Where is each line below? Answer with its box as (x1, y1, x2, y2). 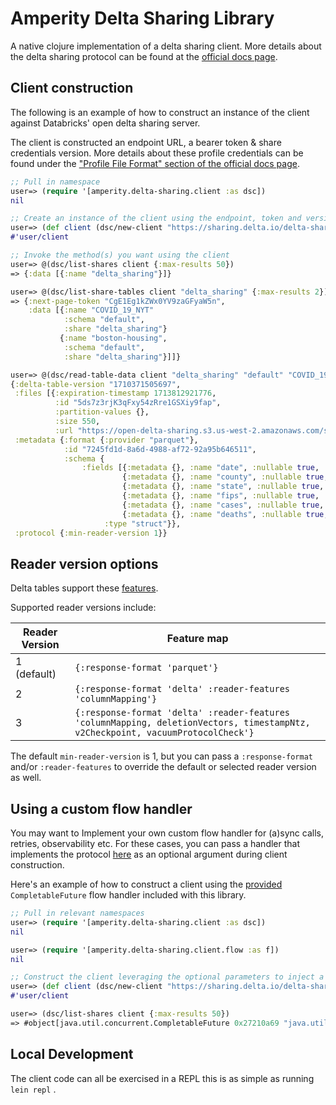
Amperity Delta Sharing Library (10, 7, 275, 30)
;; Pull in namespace (10, 177, 101, 187)
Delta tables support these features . (10, 582, 159, 594)
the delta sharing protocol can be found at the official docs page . (10, 50, 278, 62)
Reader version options (10, 555, 159, 572)
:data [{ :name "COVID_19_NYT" (28, 305, 155, 316)
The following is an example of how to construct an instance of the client (10, 106, 310, 118)
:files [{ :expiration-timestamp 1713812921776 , (14, 388, 217, 399)
